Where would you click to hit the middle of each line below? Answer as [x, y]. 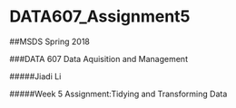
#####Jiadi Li [35, 76]
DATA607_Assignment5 [100, 17]
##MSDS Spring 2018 [50, 41]
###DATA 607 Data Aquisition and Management [99, 58]
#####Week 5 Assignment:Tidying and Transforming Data [118, 94]
